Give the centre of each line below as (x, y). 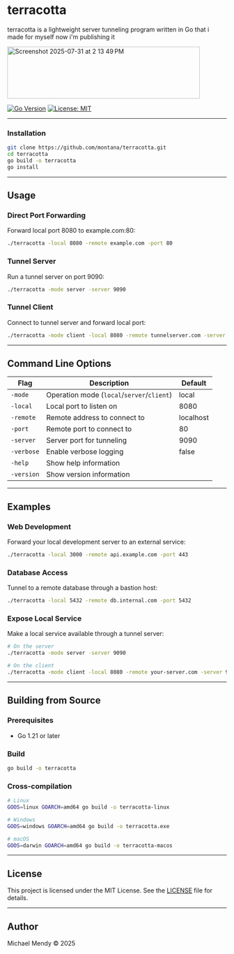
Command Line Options (59, 364)
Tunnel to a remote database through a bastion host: (83, 588)
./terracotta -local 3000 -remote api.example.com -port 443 (98, 555)
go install (23, 167)
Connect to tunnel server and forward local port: (77, 322)
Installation (27, 133)
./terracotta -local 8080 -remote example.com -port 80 (90, 243)
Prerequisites (30, 721)
